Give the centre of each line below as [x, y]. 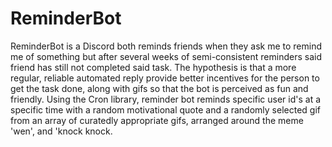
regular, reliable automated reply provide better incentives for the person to [165, 78]
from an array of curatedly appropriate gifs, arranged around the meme [157, 120]
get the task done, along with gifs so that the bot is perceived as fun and [159, 88]
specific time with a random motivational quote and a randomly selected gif [165, 109]
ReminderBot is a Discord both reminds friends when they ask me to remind [166, 46]
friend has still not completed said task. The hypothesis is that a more [153, 67]
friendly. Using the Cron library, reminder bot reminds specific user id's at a [166, 99]
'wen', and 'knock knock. [61, 131]
